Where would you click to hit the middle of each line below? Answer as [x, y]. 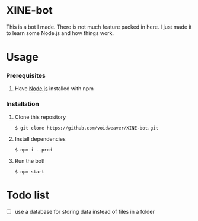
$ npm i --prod [33, 150]
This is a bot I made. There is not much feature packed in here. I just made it [99, 27]
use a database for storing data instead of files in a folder [85, 211]
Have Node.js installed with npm [54, 89]
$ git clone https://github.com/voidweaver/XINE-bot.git [87, 128]
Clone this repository [40, 117]
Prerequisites [26, 76]
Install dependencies [40, 139]
